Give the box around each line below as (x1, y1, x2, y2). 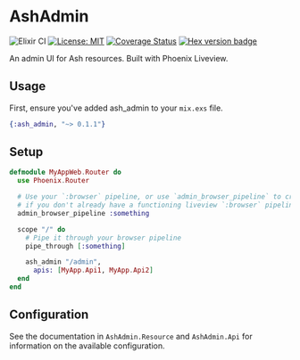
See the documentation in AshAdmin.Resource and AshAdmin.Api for (9, 331, 253, 341)
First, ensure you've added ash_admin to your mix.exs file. (9, 102, 223, 113)
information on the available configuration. (9, 340, 165, 351)
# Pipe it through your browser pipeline (25, 233, 181, 242)
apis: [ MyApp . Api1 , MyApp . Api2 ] (32, 266, 154, 275)
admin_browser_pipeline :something (17, 209, 150, 217)
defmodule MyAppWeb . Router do (9, 168, 122, 177)
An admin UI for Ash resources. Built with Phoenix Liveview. (9, 53, 229, 63)
